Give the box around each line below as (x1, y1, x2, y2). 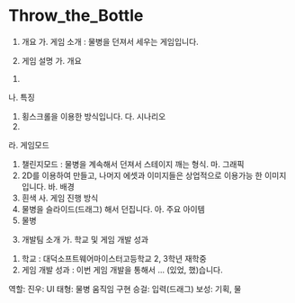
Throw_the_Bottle (8, 5, 144, 26)
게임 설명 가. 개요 (21, 55, 82, 66)
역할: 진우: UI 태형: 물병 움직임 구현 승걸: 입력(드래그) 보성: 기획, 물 (8, 283, 242, 294)
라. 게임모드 (8, 139, 50, 150)
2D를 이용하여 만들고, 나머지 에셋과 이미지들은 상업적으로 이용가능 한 (21, 170, 263, 181)
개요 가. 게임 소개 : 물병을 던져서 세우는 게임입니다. (21, 36, 199, 47)
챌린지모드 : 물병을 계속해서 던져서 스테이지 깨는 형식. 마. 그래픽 (21, 158, 245, 169)
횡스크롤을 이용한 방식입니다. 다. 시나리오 (21, 111, 166, 121)
